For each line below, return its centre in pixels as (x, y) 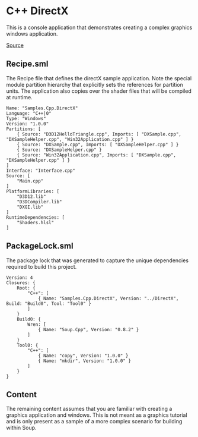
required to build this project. (41, 266)
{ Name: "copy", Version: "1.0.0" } (83, 356)
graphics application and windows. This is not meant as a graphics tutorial (97, 415)
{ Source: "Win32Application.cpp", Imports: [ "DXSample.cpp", (97, 155)
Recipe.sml (27, 64)
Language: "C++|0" (29, 113)
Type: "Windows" (26, 118)
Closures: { (21, 283)
